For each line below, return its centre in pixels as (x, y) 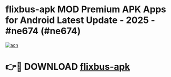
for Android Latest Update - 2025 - (80, 20)
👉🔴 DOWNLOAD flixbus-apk (68, 67)
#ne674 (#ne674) (43, 31)
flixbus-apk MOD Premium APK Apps (86, 9)
